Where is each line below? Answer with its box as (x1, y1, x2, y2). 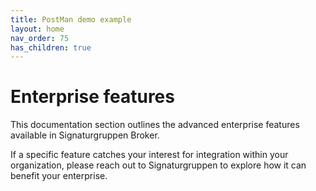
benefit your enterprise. (10, 170, 108, 182)
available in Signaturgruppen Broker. (10, 129, 160, 141)
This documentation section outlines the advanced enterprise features (10, 119, 300, 131)
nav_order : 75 (10, 33, 70, 43)
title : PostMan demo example (10, 14, 132, 25)
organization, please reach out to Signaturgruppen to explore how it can (10, 159, 307, 171)
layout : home (10, 24, 65, 34)
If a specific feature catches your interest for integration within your (10, 149, 289, 161)
